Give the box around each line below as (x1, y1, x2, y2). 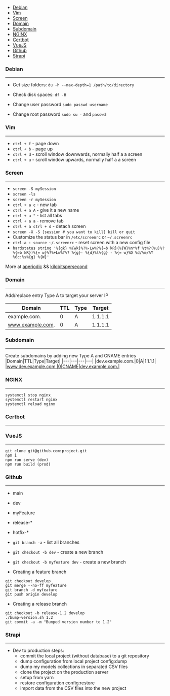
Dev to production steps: (12, 647, 64, 653)
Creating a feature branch (12, 569, 67, 575)
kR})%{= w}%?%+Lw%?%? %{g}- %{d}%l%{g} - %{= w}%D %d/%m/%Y (24, 250, 153, 255)
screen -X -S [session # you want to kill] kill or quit (12, 229, 136, 235)
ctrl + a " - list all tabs (12, 212, 62, 218)
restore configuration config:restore (20, 680, 95, 686)
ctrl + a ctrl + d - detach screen (12, 223, 86, 229)
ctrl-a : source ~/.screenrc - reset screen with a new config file (12, 239, 151, 245)
